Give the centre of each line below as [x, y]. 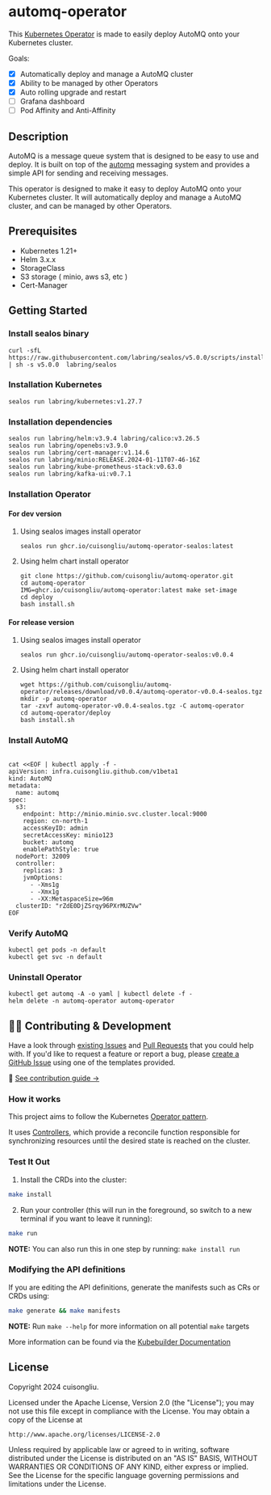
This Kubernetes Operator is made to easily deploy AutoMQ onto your [124, 34]
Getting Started [48, 311]
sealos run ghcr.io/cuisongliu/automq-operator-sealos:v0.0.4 [127, 655]
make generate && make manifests [65, 1311]
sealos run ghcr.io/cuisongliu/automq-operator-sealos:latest [127, 547]
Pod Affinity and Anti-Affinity [68, 111]
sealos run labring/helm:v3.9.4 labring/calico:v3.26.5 [104, 439]
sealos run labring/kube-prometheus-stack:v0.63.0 [95, 467]
